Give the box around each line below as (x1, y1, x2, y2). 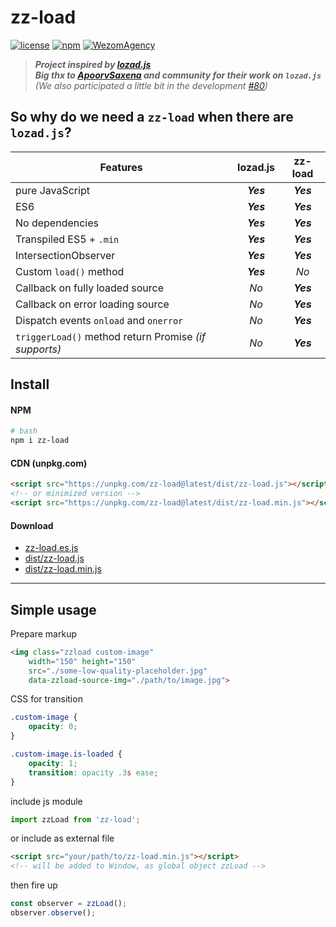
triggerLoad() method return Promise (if (15, 329, 206, 343)
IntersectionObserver (15, 248, 116, 262)
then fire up (10, 879, 58, 891)
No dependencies (15, 216, 100, 230)
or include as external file (10, 832, 115, 845)
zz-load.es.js (24, 542, 79, 554)
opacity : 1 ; (28, 758, 78, 768)
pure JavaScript (15, 183, 90, 197)
